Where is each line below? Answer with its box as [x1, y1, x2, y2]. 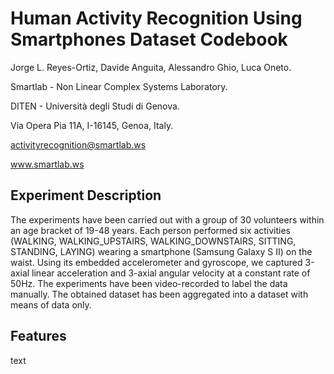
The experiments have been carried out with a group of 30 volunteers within [10, 213, 325, 226]
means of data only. [10, 298, 92, 311]
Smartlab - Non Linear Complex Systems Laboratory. [10, 80, 228, 92]
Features [10, 328, 67, 345]
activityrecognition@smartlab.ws [10, 138, 147, 151]
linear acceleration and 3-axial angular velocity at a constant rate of [31, 267, 311, 279]
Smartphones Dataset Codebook [10, 28, 288, 51]
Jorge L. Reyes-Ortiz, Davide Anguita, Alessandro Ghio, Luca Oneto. [10, 61, 292, 73]
